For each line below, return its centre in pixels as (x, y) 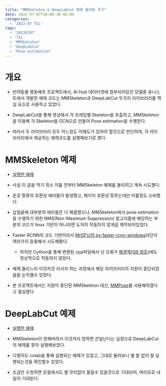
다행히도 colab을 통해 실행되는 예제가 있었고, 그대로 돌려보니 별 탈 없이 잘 (83, 356)
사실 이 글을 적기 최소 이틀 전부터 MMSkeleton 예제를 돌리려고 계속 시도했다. (86, 185)
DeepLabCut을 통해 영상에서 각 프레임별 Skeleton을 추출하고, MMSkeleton (86, 115)
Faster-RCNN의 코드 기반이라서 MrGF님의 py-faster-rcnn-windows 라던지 (85, 235)
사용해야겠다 (146, 285)
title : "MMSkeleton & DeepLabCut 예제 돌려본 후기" (56, 10)
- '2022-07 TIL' (26, 24)
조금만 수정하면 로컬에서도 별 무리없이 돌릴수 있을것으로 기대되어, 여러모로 (84, 372)
